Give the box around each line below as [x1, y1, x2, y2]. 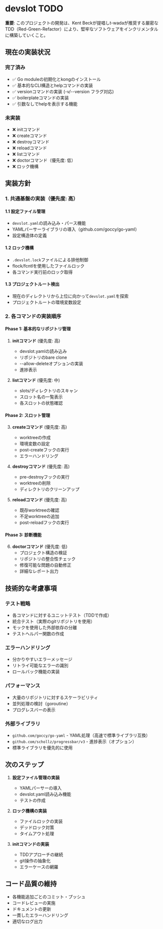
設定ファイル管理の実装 [12, 774, 60, 780]
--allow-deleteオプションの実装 [19, 360, 83, 366]
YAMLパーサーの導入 [19, 785, 62, 791]
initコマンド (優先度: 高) [12, 338, 60, 344]
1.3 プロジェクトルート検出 [5, 281, 60, 287]
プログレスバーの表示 [12, 707, 55, 713]
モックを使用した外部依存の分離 [12, 624, 77, 631]
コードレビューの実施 [12, 900, 55, 906]
